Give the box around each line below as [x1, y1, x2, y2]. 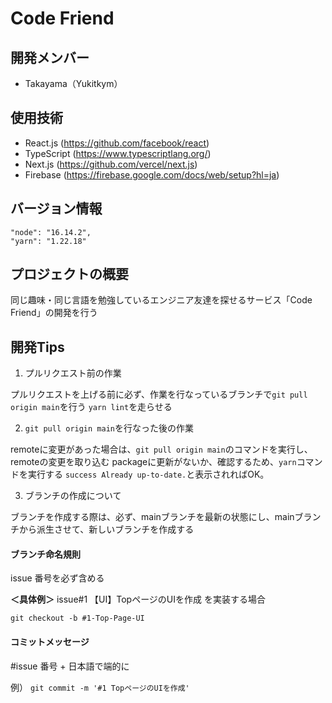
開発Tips [10, 338, 65, 356]
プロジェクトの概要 [10, 266, 129, 283]
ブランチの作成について [24, 490, 122, 502]
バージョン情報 [10, 200, 103, 217]
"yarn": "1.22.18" [10, 236, 87, 246]
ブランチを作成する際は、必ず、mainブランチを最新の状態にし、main [10, 511, 295, 523]
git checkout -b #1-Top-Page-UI [10, 613, 145, 624]
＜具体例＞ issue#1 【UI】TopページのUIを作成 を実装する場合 [10, 593, 266, 606]
